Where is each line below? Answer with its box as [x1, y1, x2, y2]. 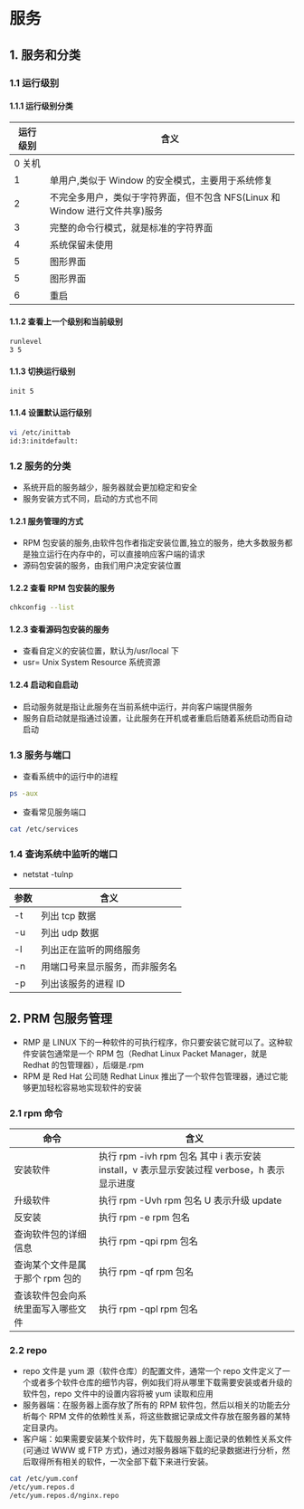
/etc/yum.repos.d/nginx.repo [9, 1491, 119, 1501]
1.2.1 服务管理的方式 [9, 515, 84, 526]
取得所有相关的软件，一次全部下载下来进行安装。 [30, 1456, 214, 1467]
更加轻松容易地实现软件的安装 [30, 1082, 142, 1093]
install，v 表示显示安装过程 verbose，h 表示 [99, 1164, 285, 1177]
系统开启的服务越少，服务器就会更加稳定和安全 [22, 482, 197, 492]
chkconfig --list [9, 603, 75, 612]
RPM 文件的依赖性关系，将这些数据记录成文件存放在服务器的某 [48, 1411, 283, 1422]
